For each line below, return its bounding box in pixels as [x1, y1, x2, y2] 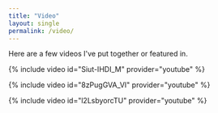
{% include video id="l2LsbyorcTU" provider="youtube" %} [8, 96, 207, 106]
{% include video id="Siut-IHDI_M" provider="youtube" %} [8, 65, 205, 74]
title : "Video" [8, 11, 60, 20]
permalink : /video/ [8, 27, 75, 35]
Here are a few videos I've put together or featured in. [8, 49, 188, 59]
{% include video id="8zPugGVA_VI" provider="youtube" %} [8, 80, 211, 90]
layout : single [8, 19, 60, 27]
